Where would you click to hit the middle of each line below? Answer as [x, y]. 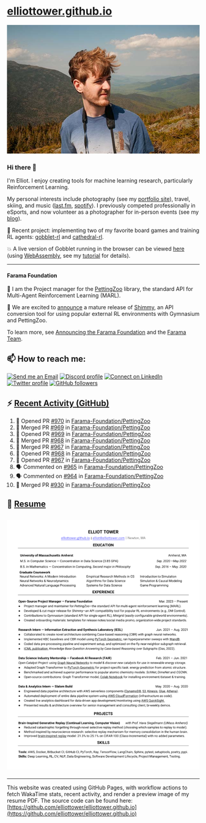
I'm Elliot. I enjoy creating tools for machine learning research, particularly [100, 181]
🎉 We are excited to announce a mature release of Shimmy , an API [90, 307]
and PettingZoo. [27, 320]
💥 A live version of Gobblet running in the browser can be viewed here [96, 249]
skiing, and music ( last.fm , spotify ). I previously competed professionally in [101, 206]
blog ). [14, 219]
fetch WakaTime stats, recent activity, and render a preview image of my [98, 794]
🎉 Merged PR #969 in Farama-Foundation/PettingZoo [83, 427]
